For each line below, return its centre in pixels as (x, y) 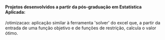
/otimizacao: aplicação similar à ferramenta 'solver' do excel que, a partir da (83, 23)
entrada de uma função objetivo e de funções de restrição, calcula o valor (81, 28)
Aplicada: (15, 12)
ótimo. (12, 33)
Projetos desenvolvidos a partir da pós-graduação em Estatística (74, 7)
